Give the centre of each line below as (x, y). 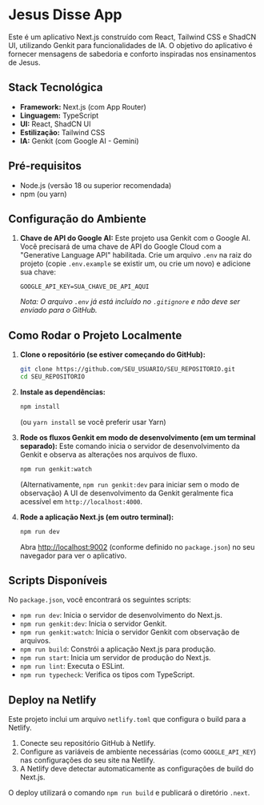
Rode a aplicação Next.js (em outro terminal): (97, 517)
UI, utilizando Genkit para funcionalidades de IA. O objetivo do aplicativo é (131, 45)
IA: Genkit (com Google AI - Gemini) (79, 141)
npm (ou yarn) (43, 194)
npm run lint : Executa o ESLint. (72, 667)
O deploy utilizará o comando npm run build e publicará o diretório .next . (129, 793)
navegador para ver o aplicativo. (73, 555)
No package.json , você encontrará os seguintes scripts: (100, 600)
